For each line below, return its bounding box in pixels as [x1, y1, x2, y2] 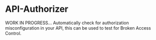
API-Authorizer [5, 3, 68, 15]
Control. [5, 30, 22, 36]
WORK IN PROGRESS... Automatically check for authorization [5, 20, 129, 26]
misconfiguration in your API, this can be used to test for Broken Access [5, 25, 151, 31]
